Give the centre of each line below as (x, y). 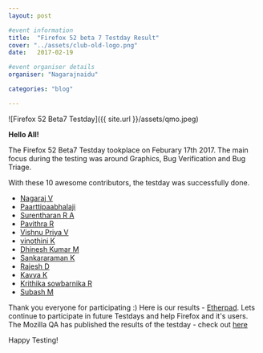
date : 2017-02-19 (41, 53)
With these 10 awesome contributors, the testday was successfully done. (129, 182)
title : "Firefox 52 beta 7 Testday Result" (84, 38)
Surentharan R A (47, 215)
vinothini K (37, 241)
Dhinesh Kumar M (49, 249)
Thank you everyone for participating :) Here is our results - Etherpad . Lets (131, 307)
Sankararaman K (47, 258)
